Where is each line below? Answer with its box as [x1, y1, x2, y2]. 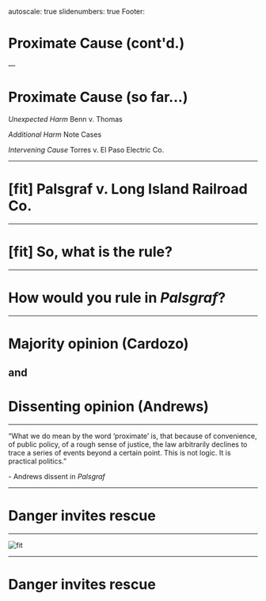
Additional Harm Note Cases [8, 130, 102, 139]
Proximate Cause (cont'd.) [8, 35, 185, 52]
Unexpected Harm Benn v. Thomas [8, 114, 123, 123]
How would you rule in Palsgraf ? [8, 289, 226, 307]
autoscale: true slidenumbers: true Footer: [8, 7, 145, 16]
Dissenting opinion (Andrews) [8, 398, 210, 416]
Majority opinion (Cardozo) [8, 335, 189, 353]
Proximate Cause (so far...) [8, 89, 188, 106]
